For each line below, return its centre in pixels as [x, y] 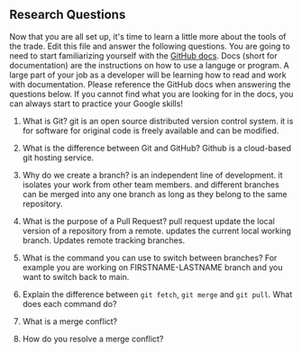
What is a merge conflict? [70, 321]
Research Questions [68, 15]
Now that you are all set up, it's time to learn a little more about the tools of [148, 36]
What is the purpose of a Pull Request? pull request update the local [148, 221]
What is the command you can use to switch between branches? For [150, 258]
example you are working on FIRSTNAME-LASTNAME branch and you [152, 267]
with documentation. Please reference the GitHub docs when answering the [150, 84]
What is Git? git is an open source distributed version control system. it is [158, 121]
